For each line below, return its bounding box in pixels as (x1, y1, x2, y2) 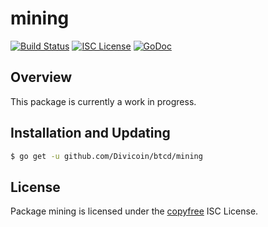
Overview (10, 69, 73, 86)
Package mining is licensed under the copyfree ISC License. (10, 205, 259, 217)
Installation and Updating (10, 125, 171, 142)
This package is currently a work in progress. (10, 95, 197, 107)
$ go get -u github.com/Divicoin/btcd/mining (10, 151, 203, 161)
